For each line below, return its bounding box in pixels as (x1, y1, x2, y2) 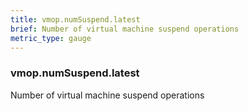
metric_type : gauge (10, 33, 92, 43)
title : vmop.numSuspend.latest (10, 14, 141, 25)
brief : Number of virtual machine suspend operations (10, 24, 240, 34)
